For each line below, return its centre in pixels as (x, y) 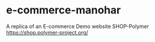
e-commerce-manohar (64, 10)
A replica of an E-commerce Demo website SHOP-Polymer (77, 26)
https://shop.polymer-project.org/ (47, 32)
